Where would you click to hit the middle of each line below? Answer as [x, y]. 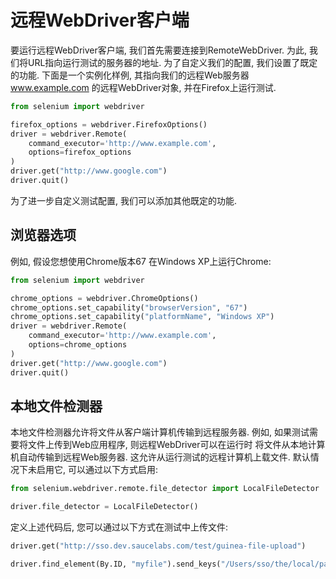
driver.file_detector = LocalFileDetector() [104, 507]
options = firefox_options [80, 152]
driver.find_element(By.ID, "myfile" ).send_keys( [116, 564]
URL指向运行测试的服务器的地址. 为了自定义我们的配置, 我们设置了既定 [172, 62]
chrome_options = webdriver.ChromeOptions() [104, 298]
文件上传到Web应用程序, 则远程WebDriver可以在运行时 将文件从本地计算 [176, 445]
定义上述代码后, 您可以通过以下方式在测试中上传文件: [119, 527]
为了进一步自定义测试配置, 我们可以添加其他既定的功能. [124, 200]
